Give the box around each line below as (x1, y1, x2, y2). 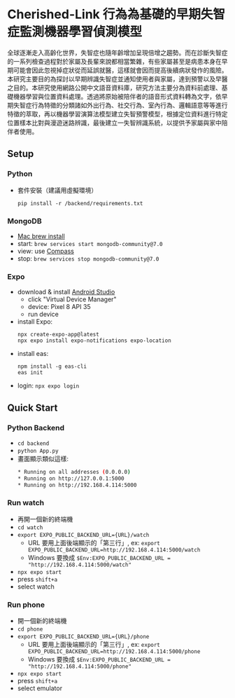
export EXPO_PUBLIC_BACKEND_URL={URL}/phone (17, 634, 150, 641)
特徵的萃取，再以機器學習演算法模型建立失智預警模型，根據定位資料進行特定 (7, 109, 228, 118)
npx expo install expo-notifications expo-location (17, 337, 171, 344)
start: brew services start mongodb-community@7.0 (17, 239, 163, 247)
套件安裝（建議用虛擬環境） (17, 186, 98, 194)
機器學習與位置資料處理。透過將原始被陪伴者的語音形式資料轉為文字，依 (13, 92, 222, 100)
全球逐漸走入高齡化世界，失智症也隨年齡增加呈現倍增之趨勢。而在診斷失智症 (7, 48, 228, 57)
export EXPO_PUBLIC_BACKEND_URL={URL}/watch (17, 531, 150, 538)
